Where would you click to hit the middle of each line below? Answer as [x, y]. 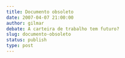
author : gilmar [25, 23]
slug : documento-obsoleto [38, 34]
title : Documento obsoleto [40, 12]
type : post [20, 46]
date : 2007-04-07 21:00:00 [40, 18]
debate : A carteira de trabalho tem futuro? [63, 29]
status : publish [26, 40]
